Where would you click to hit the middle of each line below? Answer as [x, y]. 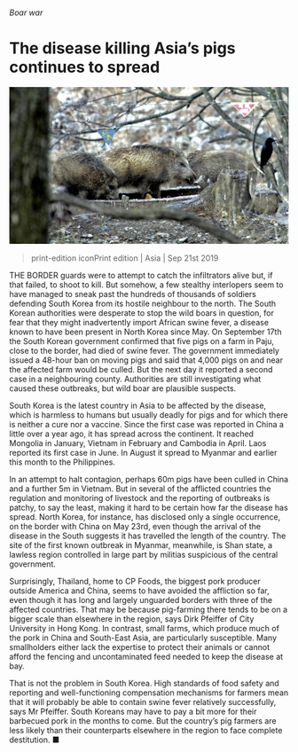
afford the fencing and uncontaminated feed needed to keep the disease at [146, 657]
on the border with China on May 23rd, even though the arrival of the [135, 527]
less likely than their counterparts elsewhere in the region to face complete [146, 731]
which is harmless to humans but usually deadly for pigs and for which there [149, 415]
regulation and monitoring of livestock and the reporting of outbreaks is [140, 498]
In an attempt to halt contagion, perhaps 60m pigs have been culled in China [149, 480]
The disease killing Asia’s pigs [123, 48]
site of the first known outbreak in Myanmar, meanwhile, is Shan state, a [141, 545]
